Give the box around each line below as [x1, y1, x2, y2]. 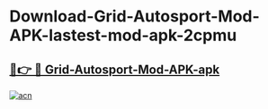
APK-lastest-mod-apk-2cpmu [9, 25, 237, 46]
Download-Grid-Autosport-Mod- [9, 6, 261, 27]
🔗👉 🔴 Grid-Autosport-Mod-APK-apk [9, 62, 220, 77]
